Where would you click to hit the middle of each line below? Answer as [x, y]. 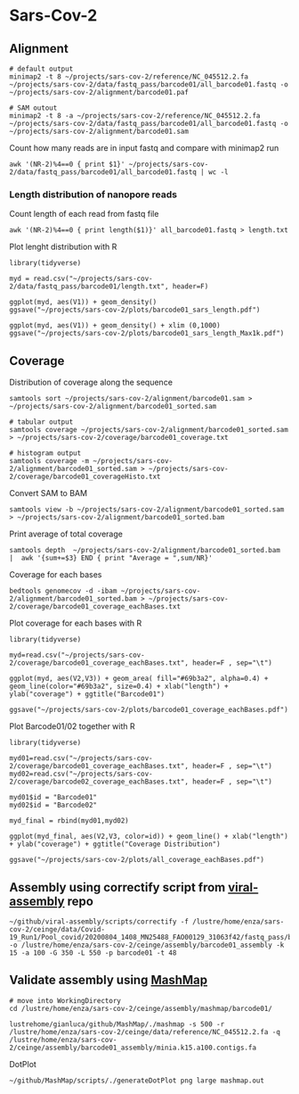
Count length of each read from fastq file [84, 214]
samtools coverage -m [49, 461]
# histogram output [45, 453]
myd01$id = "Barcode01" [53, 798]
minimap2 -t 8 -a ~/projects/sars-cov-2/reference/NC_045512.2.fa [135, 116]
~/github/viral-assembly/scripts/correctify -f [99, 921]
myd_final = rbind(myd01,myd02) [69, 821]
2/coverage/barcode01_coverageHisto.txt [85, 477]
